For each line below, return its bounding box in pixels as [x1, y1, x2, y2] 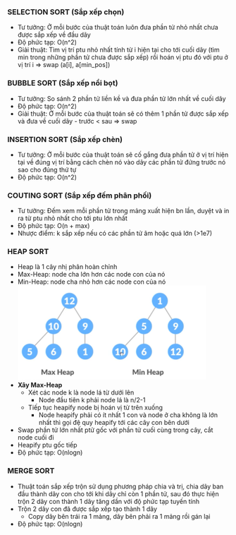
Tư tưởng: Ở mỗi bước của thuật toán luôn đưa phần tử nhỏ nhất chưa [17, 23, 218, 32]
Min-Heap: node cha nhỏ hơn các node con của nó [17, 277, 166, 286]
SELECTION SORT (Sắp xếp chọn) [7, 7, 125, 17]
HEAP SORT [7, 247, 49, 257]
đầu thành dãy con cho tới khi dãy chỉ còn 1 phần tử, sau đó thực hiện [17, 489, 220, 498]
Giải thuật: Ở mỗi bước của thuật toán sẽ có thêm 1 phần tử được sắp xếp [17, 109, 229, 118]
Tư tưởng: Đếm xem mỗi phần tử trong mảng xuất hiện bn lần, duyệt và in [17, 207, 230, 215]
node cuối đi [17, 433, 54, 442]
